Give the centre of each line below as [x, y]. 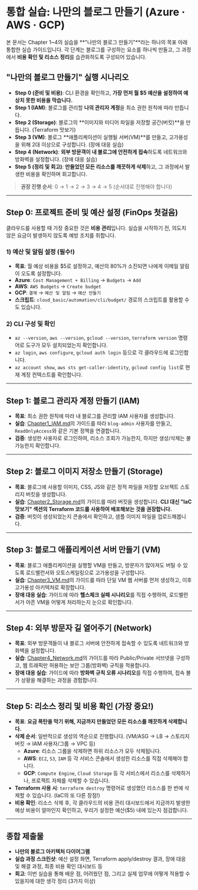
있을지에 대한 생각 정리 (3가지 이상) [55, 881]
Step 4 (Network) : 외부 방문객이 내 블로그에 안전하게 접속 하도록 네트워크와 [101, 152]
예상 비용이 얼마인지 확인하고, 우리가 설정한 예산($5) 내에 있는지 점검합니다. [101, 810]
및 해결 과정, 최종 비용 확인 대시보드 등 [59, 866]
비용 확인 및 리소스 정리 [43, 57]
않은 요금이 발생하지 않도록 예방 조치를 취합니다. [61, 235]
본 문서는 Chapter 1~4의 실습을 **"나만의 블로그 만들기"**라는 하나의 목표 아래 [97, 42]
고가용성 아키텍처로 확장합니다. [50, 587]
